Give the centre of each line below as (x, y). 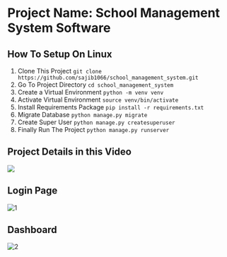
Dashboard (32, 230)
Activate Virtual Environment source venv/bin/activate (98, 100)
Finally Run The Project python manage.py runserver (93, 130)
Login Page (33, 191)
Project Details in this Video (70, 152)
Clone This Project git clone (60, 71)
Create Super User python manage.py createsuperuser (96, 122)
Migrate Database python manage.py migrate (82, 115)
